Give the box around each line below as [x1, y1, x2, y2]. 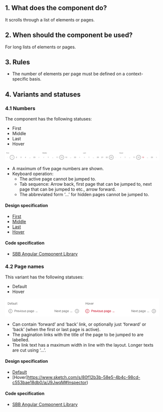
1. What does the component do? [5, 4, 107, 12]
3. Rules [5, 58, 30, 66]
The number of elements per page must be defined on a [12, 71, 125, 77]
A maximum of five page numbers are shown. [12, 165, 104, 171]
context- [126, 71, 143, 77]
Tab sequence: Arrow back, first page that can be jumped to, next [19, 181, 152, 187]
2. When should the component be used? [5, 31, 133, 39]
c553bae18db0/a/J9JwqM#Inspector [12, 379, 87, 385]
